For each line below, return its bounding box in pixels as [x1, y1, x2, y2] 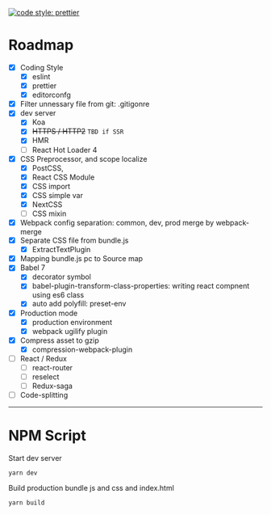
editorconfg [31, 90, 71, 100]
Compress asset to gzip [19, 336, 99, 345]
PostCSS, [31, 163, 65, 173]
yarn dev [8, 469, 38, 477]
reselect [31, 372, 60, 382]
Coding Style [19, 62, 64, 72]
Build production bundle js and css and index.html [8, 483, 175, 493]
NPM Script [8, 427, 87, 445]
